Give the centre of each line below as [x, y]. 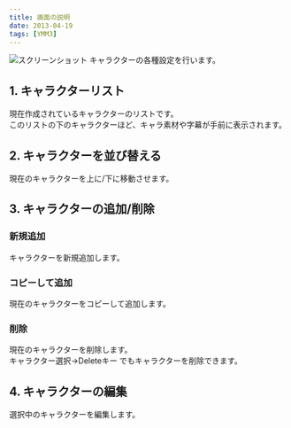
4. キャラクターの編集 [68, 391]
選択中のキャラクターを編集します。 [75, 415]
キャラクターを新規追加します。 [67, 257]
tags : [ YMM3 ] [33, 34]
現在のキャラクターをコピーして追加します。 [90, 303]
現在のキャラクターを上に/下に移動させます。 [92, 179]
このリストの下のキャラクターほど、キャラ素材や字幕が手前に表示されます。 [148, 125]
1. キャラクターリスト [67, 91]
